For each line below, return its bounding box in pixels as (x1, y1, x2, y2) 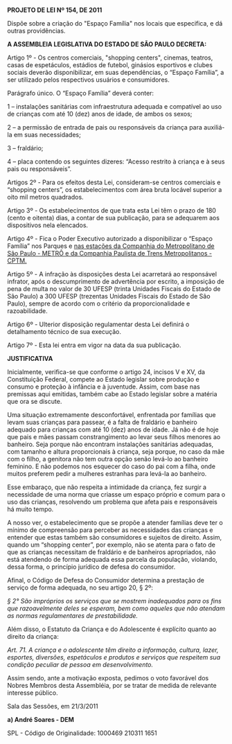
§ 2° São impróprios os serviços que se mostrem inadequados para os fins (7, 597, 222, 605)
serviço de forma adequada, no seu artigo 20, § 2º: (7, 583, 154, 592)
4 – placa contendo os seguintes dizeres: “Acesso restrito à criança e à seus (7, 157, 225, 166)
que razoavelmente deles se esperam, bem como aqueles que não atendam (7, 604, 225, 612)
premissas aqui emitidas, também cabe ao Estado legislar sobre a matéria (7, 390, 217, 398)
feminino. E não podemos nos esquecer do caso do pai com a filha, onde (7, 462, 216, 470)
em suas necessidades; (13, 131, 81, 139)
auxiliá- (204, 123, 225, 131)
